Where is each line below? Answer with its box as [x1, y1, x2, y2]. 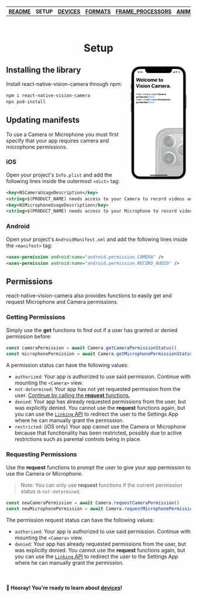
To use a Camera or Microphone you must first [6, 131, 119, 138]
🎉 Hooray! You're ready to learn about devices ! [6, 584, 123, 591]
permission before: [6, 333, 52, 340]
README [8, 8, 31, 15]
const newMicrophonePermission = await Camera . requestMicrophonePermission [6, 506, 195, 512]
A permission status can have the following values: [6, 361, 129, 369]
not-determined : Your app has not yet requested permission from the [14, 386, 181, 393]
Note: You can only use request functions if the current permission [20, 481, 183, 489]
